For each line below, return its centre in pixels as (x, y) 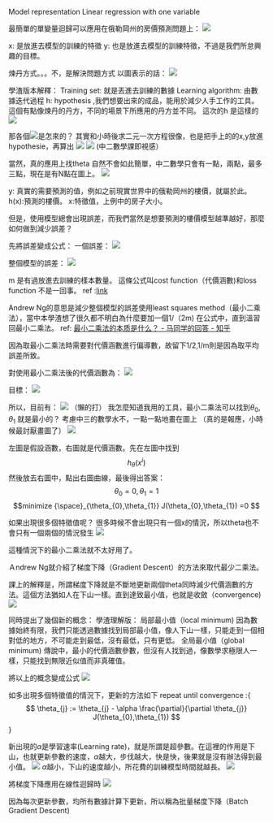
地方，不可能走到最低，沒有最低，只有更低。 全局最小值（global (137, 640)
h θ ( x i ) (136, 463)
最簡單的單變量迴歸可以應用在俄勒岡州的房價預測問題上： (104, 28)
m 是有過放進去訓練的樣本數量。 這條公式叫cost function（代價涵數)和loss (133, 280)
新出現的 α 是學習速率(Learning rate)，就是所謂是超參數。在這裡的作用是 (128, 746)
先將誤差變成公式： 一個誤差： (59, 246)
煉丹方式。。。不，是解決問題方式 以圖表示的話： (88, 73)
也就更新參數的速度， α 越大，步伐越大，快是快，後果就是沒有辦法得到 (139, 756)
